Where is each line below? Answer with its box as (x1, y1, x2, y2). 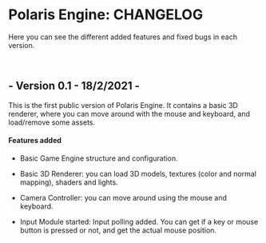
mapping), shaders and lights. (19, 177, 118, 187)
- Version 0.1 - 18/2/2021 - (8, 79, 140, 93)
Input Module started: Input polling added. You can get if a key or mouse (19, 217, 259, 226)
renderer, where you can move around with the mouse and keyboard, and (8, 109, 250, 118)
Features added (8, 136, 62, 145)
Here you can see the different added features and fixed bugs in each (8, 32, 238, 42)
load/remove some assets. (8, 118, 96, 127)
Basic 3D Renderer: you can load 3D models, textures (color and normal (19, 169, 257, 178)
